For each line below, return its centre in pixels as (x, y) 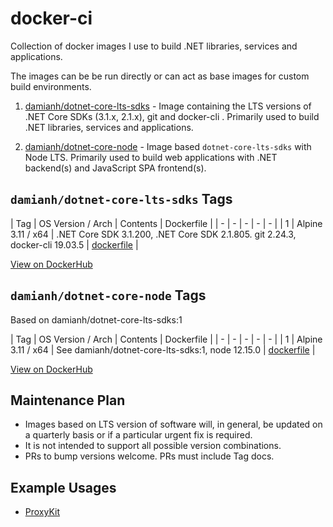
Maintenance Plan (68, 400)
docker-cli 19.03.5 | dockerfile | (74, 244)
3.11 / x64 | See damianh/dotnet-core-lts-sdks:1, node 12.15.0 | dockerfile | (163, 349)
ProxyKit (42, 512)
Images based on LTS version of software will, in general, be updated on (173, 424)
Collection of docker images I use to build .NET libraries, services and (154, 46)
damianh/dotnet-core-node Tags (108, 295)
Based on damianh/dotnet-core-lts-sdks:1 (96, 319)
